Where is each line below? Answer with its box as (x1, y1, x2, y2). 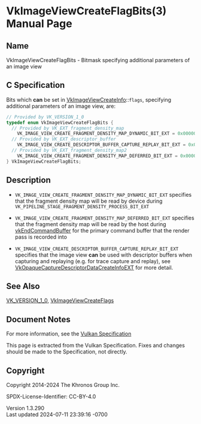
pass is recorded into (14, 233, 68, 240)
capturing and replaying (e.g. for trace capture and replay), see (14, 257, 170, 264)
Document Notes (6, 314, 71, 324)
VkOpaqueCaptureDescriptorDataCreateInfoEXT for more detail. (14, 264, 173, 271)
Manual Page (6, 17, 73, 30)
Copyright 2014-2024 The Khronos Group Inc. (6, 381, 120, 388)
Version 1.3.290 (6, 404, 45, 411)
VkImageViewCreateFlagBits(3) (6, 4, 167, 18)
